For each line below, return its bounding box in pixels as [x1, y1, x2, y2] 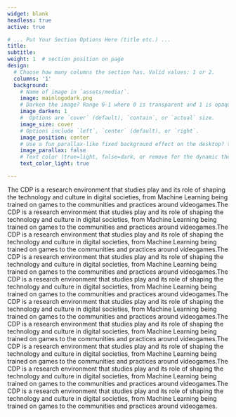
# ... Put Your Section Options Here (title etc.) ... [7, 36, 171, 43]
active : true [7, 23, 46, 30]
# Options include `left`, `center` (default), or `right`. [20, 127, 199, 134]
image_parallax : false [20, 147, 86, 154]
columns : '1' [13, 75, 52, 82]
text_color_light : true [20, 160, 90, 167]
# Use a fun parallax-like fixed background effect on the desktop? [20, 140, 225, 147]
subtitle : [7, 49, 37, 56]
